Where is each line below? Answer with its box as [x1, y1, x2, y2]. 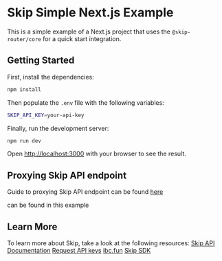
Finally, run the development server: [7, 124, 109, 132]
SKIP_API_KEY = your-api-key [7, 112, 85, 119]
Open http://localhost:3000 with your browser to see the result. [7, 149, 187, 158]
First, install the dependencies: [7, 73, 94, 81]
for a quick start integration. [42, 34, 122, 42]
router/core [7, 36, 41, 42]
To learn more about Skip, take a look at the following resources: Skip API [7, 239, 215, 247]
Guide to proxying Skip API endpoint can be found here [7, 188, 164, 196]
